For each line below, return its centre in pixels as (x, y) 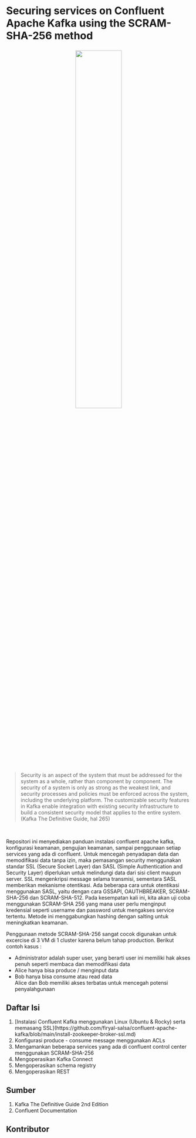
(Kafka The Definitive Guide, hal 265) (65, 819)
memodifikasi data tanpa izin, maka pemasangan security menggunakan (94, 860)
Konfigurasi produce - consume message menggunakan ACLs (90, 1041)
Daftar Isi (23, 1007)
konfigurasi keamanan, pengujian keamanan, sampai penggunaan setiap (94, 848)
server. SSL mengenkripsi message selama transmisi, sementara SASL (92, 879)
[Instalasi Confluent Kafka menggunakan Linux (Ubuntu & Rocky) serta (100, 1022)
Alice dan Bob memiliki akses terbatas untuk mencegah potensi (91, 983)
